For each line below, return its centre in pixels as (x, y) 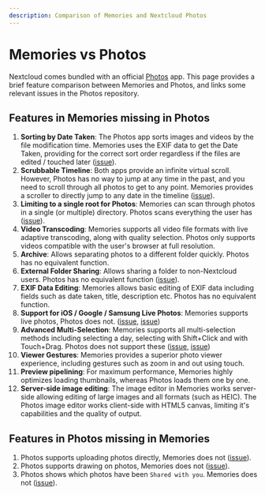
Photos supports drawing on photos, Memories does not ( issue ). (125, 466)
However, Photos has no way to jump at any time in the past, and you (132, 179)
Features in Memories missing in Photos (109, 118)
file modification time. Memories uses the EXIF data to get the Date (129, 145)
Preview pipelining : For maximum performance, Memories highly (127, 372)
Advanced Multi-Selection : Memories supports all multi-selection (128, 330)
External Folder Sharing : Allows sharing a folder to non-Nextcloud (129, 271)
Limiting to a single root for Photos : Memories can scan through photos (138, 204)
